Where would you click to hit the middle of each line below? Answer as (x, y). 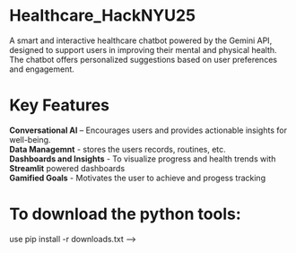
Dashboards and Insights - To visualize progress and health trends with (143, 159)
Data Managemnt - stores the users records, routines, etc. (118, 149)
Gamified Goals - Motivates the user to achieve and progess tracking (138, 178)
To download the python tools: (126, 214)
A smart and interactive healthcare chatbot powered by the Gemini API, (141, 40)
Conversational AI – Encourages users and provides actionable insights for (148, 130)
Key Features (60, 105)
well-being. (30, 139)
